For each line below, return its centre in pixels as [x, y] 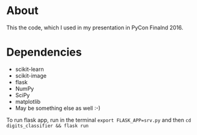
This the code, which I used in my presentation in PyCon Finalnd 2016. [95, 27]
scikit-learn [29, 69]
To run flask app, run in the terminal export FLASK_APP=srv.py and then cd [99, 120]
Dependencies [44, 52]
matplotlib [28, 101]
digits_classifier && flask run [47, 126]
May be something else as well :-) [58, 108]
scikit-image [31, 75]
